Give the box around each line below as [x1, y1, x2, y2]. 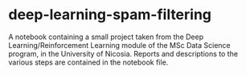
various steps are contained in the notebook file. [8, 57, 169, 67]
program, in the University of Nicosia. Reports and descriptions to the [8, 49, 239, 58]
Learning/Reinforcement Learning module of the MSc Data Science [8, 40, 231, 49]
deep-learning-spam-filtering [8, 6, 211, 24]
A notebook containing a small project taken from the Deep [8, 32, 204, 41]
